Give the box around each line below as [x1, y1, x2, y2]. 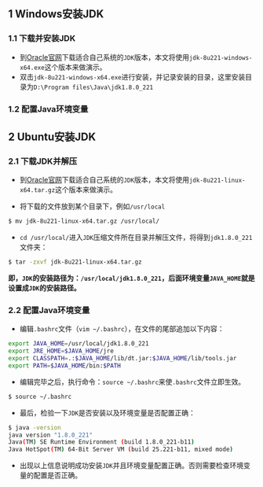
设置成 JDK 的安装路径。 [8, 283, 81, 293]
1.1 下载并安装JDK [8, 33, 76, 44]
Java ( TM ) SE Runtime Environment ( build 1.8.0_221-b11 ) [8, 438, 195, 446]
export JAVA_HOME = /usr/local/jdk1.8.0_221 [8, 340, 149, 348]
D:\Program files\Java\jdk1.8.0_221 [33, 83, 154, 91]
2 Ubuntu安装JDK [8, 131, 97, 143]
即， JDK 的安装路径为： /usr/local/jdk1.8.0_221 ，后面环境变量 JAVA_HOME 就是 [8, 274, 255, 283]
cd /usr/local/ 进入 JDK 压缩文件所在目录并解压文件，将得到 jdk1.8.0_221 [19, 233, 253, 242]
